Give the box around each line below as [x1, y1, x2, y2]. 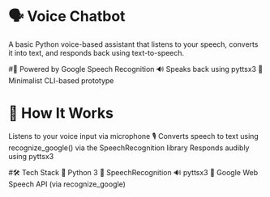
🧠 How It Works [8, 104, 114, 123]
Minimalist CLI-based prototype [8, 75, 114, 86]
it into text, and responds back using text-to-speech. [8, 48, 185, 57]
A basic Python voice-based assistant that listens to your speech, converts [8, 39, 259, 49]
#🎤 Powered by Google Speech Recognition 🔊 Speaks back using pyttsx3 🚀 [8, 64, 264, 73]
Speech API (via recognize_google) [8, 179, 126, 189]
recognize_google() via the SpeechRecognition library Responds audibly [8, 143, 250, 153]
